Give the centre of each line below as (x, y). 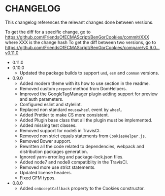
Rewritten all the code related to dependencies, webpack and (82, 146)
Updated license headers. (46, 172)
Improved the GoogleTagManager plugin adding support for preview (89, 94)
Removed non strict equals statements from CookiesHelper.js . (83, 136)
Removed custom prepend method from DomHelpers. (73, 88)
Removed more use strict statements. (58, 167)
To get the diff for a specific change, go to (48, 32)
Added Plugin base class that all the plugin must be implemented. (86, 120)
